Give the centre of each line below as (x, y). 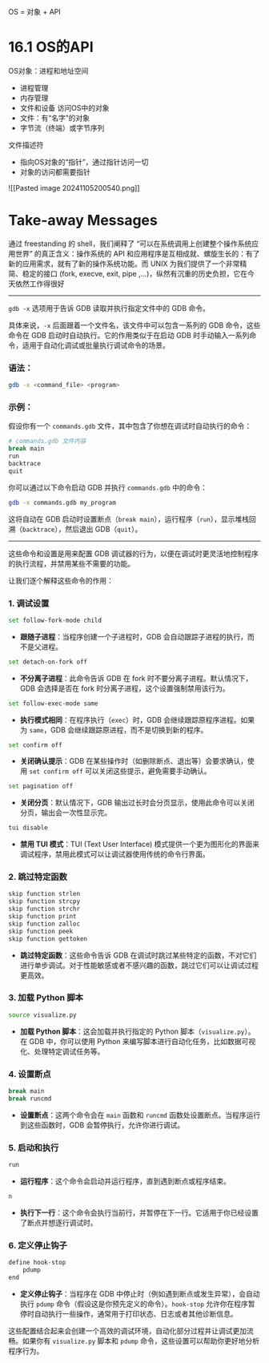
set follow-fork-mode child (55, 620)
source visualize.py (43, 1015)
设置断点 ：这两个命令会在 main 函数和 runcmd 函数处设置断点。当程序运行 (140, 1115)
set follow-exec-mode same (53, 704)
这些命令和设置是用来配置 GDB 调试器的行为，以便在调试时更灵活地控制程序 (133, 553)
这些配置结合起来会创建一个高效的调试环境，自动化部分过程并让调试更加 (127, 1331)
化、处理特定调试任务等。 (62, 1051)
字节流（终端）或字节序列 (62, 127)
